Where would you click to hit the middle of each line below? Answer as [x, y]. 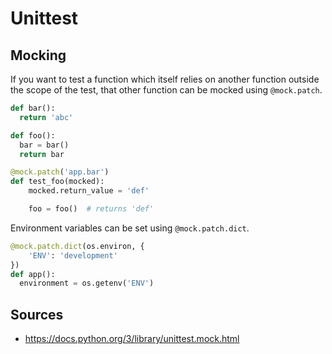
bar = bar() [44, 145]
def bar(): [33, 108]
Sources [37, 314]
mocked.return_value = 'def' [89, 191]
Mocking [38, 55]
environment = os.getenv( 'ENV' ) [87, 283]
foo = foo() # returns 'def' [91, 209]
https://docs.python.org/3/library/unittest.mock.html [132, 339]
